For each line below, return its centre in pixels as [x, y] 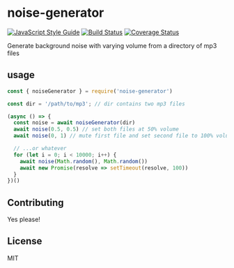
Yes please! [24, 219]
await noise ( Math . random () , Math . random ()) [84, 161]
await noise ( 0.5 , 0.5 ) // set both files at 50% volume [96, 129]
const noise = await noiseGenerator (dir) [75, 123]
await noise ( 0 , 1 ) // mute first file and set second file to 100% [114, 136]
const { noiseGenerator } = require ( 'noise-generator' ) [90, 91]
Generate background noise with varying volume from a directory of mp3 [112, 45]
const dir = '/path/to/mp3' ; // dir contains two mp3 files [96, 104]
